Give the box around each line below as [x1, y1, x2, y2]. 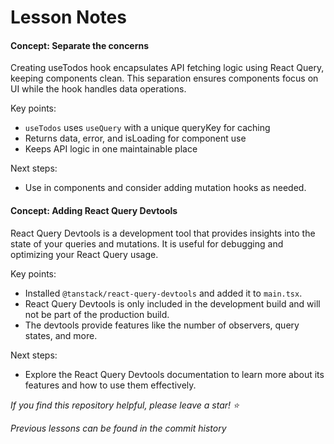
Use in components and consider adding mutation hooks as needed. [24, 182, 307, 194]
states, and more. [24, 329, 98, 341]
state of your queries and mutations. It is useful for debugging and [10, 237, 284, 250]
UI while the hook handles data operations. [10, 83, 187, 95]
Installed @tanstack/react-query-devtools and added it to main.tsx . [24, 287, 303, 299]
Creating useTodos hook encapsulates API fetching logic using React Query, [10, 62, 325, 74]
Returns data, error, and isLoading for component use [24, 132, 247, 145]
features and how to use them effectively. [24, 379, 197, 391]
